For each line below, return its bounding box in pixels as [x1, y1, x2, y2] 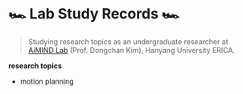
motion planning [19, 76, 74, 86]
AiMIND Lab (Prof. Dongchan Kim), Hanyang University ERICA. [27, 45, 236, 55]
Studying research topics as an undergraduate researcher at [27, 36, 229, 47]
